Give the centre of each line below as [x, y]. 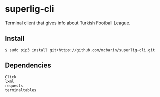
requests [14, 86]
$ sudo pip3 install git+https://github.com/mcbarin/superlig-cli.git [80, 50]
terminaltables [21, 90]
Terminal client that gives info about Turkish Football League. [68, 23]
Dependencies [28, 66]
